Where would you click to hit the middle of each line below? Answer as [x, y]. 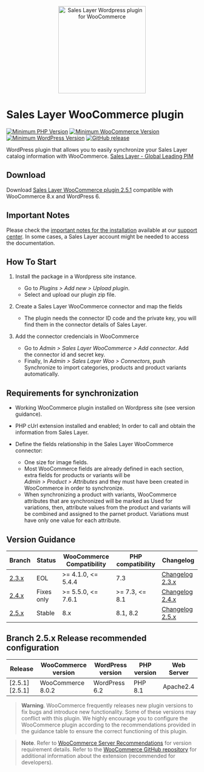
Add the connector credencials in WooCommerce [77, 336]
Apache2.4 [179, 686]
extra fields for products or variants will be [77, 475]
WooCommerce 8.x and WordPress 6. [53, 196]
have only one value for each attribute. [73, 520]
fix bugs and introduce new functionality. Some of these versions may [108, 712]
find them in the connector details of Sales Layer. [86, 325]
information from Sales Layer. [52, 432]
